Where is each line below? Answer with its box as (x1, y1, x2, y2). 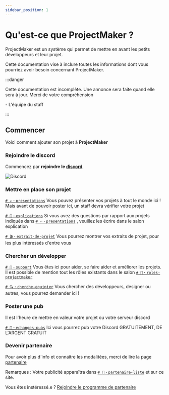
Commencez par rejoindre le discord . (5, 163, 84, 170)
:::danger (5, 76, 24, 83)
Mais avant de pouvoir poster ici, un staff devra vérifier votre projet (5, 203, 145, 209)
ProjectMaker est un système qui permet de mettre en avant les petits (5, 46, 150, 52)
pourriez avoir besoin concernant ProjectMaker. (5, 66, 104, 72)
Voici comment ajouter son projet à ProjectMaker (5, 139, 108, 145)
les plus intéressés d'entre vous (5, 240, 72, 246)
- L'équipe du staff (5, 101, 44, 107)
